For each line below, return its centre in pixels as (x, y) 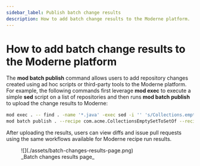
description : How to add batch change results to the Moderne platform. (98, 19)
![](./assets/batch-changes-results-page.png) (77, 151)
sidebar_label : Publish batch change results (63, 12)
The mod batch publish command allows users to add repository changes (97, 78)
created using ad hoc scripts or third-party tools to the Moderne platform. (96, 84)
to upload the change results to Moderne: (57, 104)
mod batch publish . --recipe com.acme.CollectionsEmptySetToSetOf (92, 121)
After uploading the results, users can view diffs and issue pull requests (94, 133)
